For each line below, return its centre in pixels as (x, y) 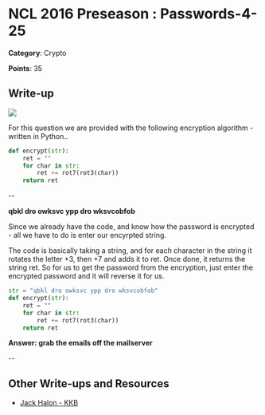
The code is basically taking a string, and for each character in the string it (130, 251)
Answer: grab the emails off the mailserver (80, 343)
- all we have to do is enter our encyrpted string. (88, 235)
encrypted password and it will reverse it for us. (86, 276)
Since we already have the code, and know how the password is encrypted (131, 227)
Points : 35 (25, 68)
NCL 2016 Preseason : (83, 14)
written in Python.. (38, 136)
